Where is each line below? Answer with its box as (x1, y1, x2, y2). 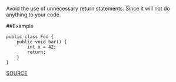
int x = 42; (27, 44, 57, 50)
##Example (6, 23, 34, 29)
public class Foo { (6, 34, 54, 40)
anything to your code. (6, 11, 61, 18)
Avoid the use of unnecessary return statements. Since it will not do (6, 5, 171, 12)
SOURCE (6, 70, 28, 77)
